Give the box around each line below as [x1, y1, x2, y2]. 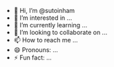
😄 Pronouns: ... [13, 46, 59, 54]
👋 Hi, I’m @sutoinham [13, 7, 75, 14]
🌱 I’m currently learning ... [13, 21, 88, 29]
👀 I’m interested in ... [13, 14, 73, 22]
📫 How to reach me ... [13, 36, 78, 44]
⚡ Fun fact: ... [13, 53, 52, 62]
